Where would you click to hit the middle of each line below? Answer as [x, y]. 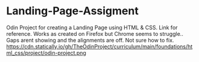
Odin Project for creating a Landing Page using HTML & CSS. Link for [92, 27]
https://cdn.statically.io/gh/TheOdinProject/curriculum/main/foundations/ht [99, 46]
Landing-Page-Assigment [72, 11]
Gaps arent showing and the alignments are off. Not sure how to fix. [90, 40]
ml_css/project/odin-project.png [46, 52]
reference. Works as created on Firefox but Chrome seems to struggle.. [95, 33]
